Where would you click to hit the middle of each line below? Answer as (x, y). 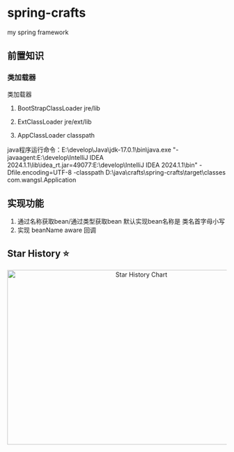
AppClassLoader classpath (56, 135)
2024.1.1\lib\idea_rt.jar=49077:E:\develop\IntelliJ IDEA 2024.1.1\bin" (103, 165)
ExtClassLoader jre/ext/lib (54, 122)
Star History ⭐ (38, 253)
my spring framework (38, 32)
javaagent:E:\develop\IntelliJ (48, 157)
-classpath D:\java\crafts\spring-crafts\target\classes (149, 172)
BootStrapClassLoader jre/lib (59, 108)
